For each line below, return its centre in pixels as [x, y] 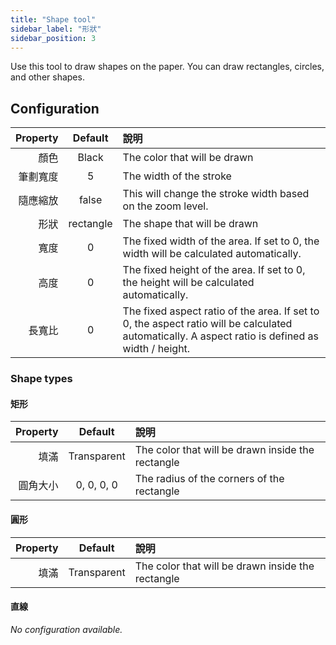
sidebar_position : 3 [53, 38]
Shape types [41, 379]
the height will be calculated [188, 283]
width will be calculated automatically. [212, 254]
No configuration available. [66, 629]
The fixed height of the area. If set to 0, [214, 270]
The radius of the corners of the [209, 479]
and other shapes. [47, 77]
